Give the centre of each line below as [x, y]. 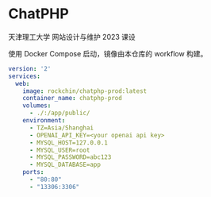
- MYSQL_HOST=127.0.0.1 [69, 143]
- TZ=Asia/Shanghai [61, 128]
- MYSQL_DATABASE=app [65, 165]
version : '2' [30, 68]
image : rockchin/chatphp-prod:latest [85, 91]
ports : [33, 172]
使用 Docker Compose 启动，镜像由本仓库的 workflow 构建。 [108, 53]
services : [25, 76]
